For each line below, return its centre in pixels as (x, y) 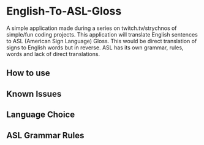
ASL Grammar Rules (45, 135)
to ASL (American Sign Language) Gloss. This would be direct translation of (102, 41)
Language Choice (41, 115)
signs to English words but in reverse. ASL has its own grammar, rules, (95, 48)
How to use (28, 73)
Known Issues (34, 94)
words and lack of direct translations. (53, 54)
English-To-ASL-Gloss (64, 11)
